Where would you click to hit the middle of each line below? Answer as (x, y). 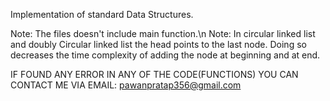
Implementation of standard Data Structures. (102, 14)
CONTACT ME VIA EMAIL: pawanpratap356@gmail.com (126, 85)
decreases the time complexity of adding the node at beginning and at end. (165, 55)
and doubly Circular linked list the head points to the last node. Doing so (158, 44)
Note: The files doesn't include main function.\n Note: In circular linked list (163, 33)
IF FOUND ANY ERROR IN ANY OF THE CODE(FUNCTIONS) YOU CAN (154, 74)
